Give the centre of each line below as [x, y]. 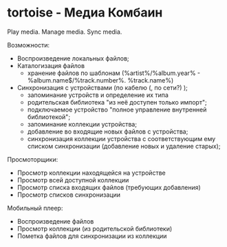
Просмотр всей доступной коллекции [73, 180]
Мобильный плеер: [35, 208]
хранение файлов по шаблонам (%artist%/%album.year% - [114, 73]
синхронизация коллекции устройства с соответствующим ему [121, 138]
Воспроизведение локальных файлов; [73, 58]
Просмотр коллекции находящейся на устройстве [91, 173]
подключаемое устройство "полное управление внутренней [117, 109]
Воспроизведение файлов [55, 221]
